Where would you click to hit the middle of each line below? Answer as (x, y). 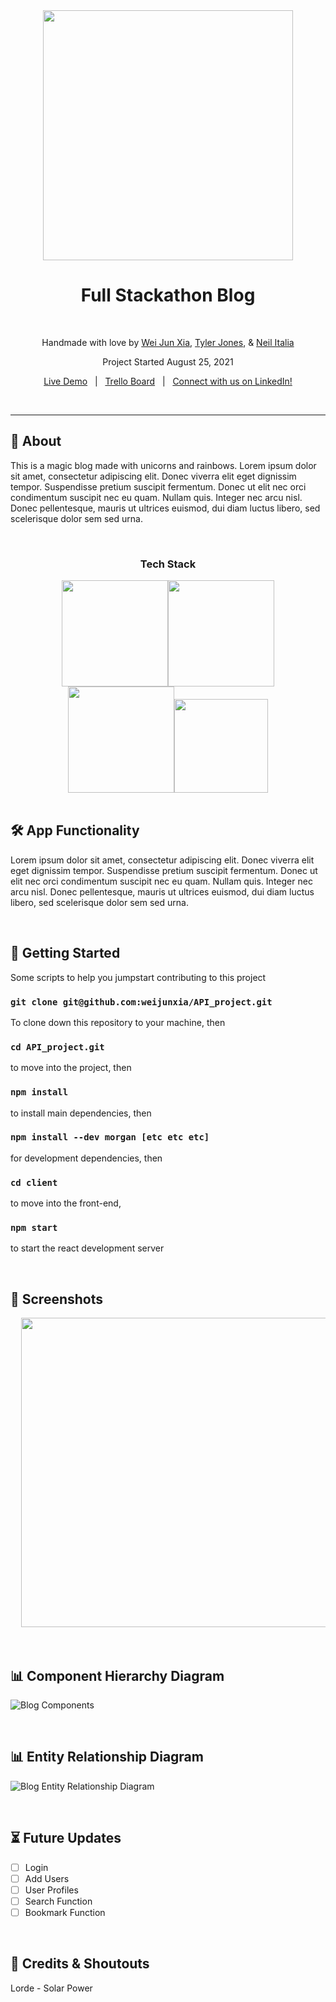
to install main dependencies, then (81, 1113)
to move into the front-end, (66, 1203)
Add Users (47, 1878)
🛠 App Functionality (75, 830)
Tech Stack (168, 564)
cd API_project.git (57, 1047)
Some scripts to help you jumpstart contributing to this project (138, 977)
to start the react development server (87, 1248)
